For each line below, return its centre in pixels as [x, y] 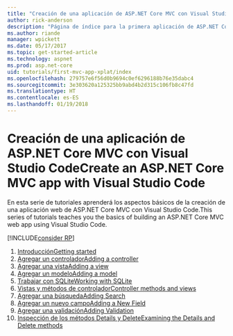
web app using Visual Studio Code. [57, 224]
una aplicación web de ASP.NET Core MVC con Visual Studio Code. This [110, 209]
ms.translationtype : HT [42, 91]
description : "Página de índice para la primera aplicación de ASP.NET [113, 26]
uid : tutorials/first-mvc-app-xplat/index [69, 72]
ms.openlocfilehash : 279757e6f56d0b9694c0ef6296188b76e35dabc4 [101, 78]
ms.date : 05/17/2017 [37, 46]
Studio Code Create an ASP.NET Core [115, 168]
